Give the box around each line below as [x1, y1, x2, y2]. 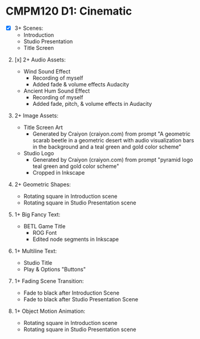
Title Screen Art [23, 124, 63, 131]
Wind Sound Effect [23, 68, 71, 75]
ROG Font [32, 229, 57, 236]
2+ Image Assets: [14, 112, 59, 119]
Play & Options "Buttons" [23, 266, 86, 273]
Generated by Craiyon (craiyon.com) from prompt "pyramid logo [32, 156, 193, 163]
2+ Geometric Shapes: [14, 181, 71, 188]
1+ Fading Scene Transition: [14, 278, 84, 284]
